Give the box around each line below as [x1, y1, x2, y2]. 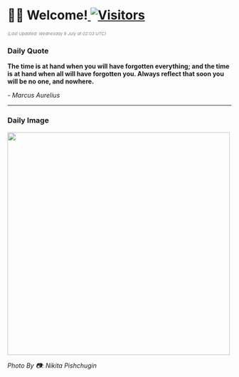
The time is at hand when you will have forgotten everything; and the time [7, 62, 230, 71]
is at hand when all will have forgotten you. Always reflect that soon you [7, 70, 224, 78]
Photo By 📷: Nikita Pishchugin [7, 361, 97, 370]
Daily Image [7, 115, 50, 125]
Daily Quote [7, 46, 49, 56]
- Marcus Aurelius [7, 91, 60, 100]
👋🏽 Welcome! [7, 7, 88, 24]
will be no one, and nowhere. [7, 77, 95, 86]
